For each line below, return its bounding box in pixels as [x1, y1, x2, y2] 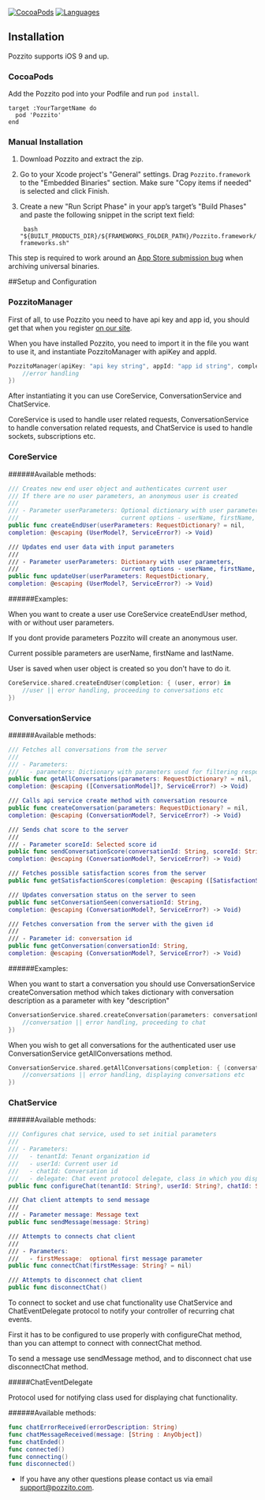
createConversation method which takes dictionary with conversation [8, 987, 234, 996]
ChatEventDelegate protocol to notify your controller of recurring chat [8, 1306, 235, 1316]
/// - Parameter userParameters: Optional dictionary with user [8, 507, 224, 515]
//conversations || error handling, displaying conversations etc [22, 1071, 245, 1079]
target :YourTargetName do [8, 104, 97, 112]
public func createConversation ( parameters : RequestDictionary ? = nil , [8, 804, 248, 812]
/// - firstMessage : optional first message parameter [8, 1254, 203, 1263]
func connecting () [8, 1453, 69, 1460]
